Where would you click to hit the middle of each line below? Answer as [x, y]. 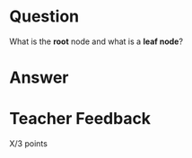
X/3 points [28, 144]
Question [44, 17]
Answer [39, 78]
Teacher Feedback [80, 119]
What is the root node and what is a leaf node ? [96, 41]
